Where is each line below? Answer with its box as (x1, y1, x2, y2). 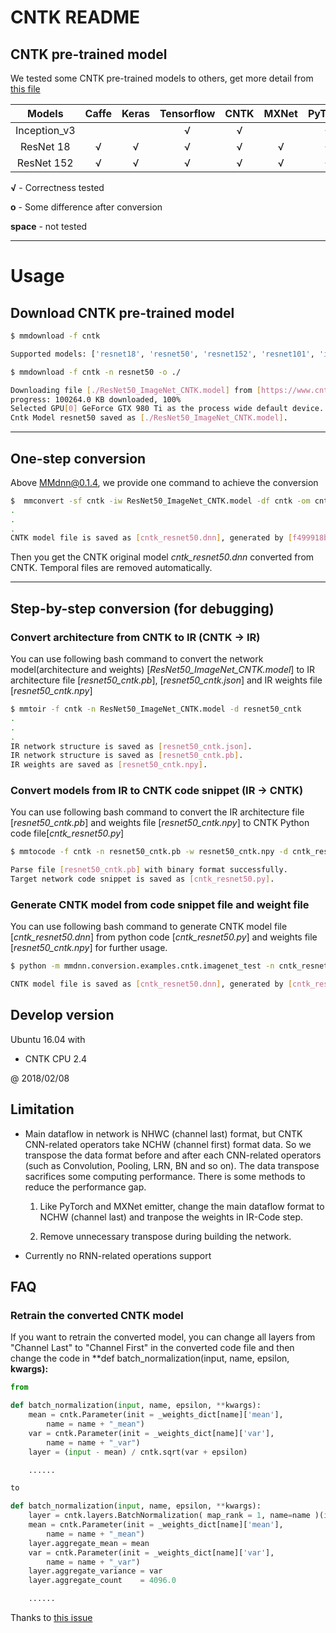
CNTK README (10, 6, 141, 29)
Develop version (10, 1007, 115, 1024)
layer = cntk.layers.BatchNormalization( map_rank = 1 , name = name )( (28, 1511, 325, 1521)
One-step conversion (10, 450, 147, 467)
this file (10, 83, 41, 95)
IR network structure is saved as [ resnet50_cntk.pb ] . (10, 751, 244, 761)
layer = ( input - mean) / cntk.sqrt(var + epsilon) (28, 1447, 248, 1457)
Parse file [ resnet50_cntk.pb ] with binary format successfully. (10, 865, 288, 875)
